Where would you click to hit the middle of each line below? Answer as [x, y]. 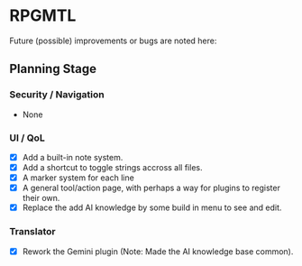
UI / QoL [27, 138]
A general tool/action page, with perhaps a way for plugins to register [151, 188]
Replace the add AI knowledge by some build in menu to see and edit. [152, 207]
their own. [41, 198]
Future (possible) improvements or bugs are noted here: [113, 41]
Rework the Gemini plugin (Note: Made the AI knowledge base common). [158, 251]
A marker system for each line [78, 178]
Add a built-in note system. [73, 157]
